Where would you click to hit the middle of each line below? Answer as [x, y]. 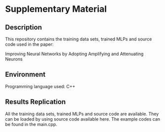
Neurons [14, 59]
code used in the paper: [29, 44]
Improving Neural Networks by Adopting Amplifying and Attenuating [74, 54]
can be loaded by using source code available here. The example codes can [83, 119]
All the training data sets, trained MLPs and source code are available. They [82, 114]
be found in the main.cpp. [31, 124]
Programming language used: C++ [40, 86]
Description [23, 27]
